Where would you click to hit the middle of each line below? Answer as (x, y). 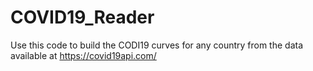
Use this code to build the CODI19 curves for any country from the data (157, 45)
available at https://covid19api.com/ (83, 55)
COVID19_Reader (82, 17)
